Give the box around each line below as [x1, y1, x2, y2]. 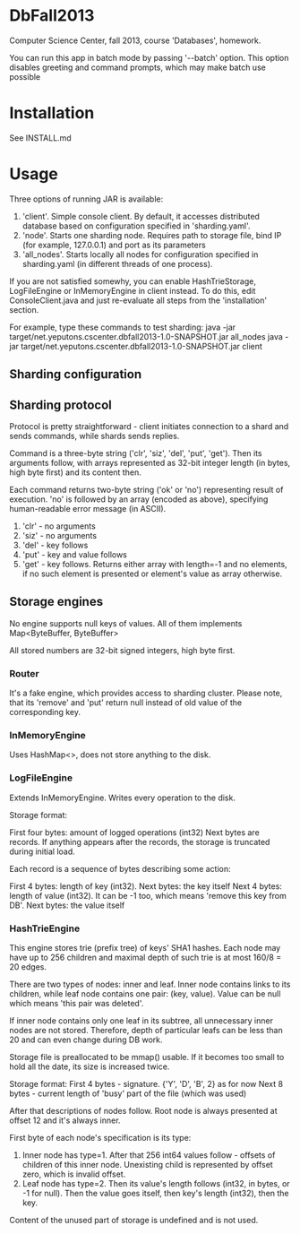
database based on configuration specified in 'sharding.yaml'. [21, 220, 251, 231]
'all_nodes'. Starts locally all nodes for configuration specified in [21, 248, 259, 260]
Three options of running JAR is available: [9, 194, 164, 204]
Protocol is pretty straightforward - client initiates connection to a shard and [9, 421, 289, 432]
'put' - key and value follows [21, 549, 128, 560]
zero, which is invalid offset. [21, 1169, 126, 1179]
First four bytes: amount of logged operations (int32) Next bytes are [9, 826, 260, 838]
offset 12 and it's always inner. [9, 1115, 121, 1126]
